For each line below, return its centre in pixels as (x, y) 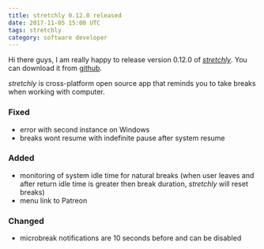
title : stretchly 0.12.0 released (65, 15)
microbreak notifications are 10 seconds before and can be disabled (130, 238)
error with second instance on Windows (85, 129)
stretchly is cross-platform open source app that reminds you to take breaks (132, 84)
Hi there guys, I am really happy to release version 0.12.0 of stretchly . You (128, 60)
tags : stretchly (35, 30)
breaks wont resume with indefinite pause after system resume (122, 138)
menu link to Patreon (53, 200)
